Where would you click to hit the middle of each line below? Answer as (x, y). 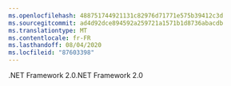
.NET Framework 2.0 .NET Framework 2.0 (76, 75)
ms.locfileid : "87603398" (51, 53)
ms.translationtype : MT (48, 30)
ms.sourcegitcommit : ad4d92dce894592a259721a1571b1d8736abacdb (116, 23)
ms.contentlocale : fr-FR (50, 38)
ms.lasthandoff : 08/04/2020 (55, 45)
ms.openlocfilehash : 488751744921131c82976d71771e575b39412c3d (116, 16)
